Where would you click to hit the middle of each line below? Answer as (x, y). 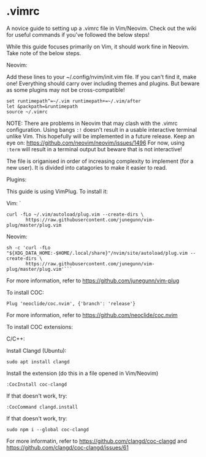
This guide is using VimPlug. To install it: (57, 191)
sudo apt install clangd (38, 362)
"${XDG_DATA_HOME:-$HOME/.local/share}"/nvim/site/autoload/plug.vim (97, 253)
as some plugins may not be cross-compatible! (66, 89)
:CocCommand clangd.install (42, 407)
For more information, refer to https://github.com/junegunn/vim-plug (93, 281)
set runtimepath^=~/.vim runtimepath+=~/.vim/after (74, 101)
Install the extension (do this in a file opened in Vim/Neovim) (82, 373)
